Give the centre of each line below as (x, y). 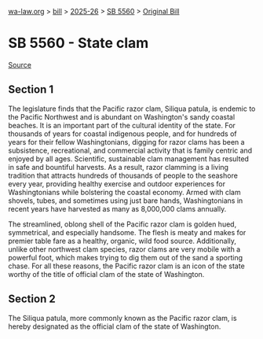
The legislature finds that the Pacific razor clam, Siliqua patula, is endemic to (132, 109)
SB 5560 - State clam (79, 43)
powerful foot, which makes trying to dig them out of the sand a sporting (126, 257)
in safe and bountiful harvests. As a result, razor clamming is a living (119, 167)
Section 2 (32, 299)
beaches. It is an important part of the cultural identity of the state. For (122, 125)
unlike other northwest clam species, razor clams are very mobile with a (124, 249)
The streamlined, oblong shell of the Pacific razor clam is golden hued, (122, 224)
